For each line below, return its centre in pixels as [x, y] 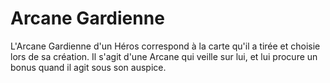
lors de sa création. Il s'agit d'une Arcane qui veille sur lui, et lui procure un [164, 56]
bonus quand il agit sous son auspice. [88, 67]
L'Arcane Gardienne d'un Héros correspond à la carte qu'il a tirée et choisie [165, 46]
